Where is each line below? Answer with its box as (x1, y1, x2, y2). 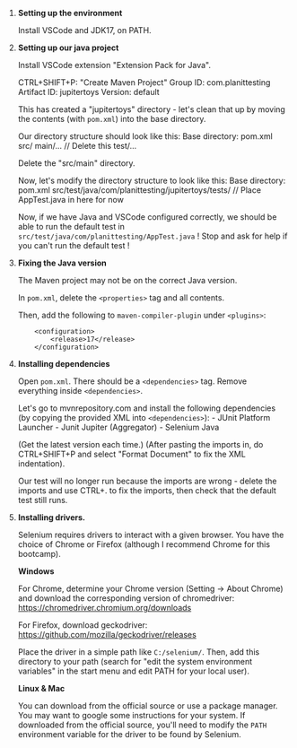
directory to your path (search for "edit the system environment (17, 657, 253, 666)
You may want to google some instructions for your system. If (17, 710, 246, 720)
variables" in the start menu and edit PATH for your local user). (17, 665, 249, 676)
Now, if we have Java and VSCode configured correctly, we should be (17, 212, 277, 222)
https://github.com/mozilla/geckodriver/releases (17, 630, 197, 639)
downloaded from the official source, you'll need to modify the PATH (17, 719, 267, 730)
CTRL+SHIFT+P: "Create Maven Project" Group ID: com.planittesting (17, 77, 271, 88)
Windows (17, 566, 55, 577)
